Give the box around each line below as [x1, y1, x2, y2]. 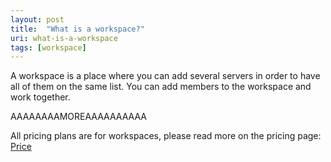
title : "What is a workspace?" [10, 24, 145, 34]
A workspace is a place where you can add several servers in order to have [10, 70, 321, 82]
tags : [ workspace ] [10, 42, 87, 53]
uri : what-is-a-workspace [10, 33, 118, 43]
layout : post [10, 14, 65, 25]
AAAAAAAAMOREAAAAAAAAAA [10, 111, 147, 123]
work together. [10, 91, 71, 103]
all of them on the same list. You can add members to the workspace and [10, 81, 312, 93]
